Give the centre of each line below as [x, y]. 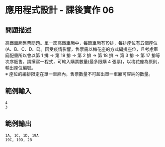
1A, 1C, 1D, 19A [22, 135]
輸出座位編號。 [20, 68]
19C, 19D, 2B [19, 140]
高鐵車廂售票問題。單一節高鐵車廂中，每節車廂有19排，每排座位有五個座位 [82, 43]
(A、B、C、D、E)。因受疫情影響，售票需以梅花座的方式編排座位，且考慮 [80, 49]
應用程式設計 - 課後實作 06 [60, 10]
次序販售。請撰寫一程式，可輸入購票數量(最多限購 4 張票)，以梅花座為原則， [83, 62]
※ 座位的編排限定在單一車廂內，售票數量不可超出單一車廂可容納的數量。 [79, 74]
